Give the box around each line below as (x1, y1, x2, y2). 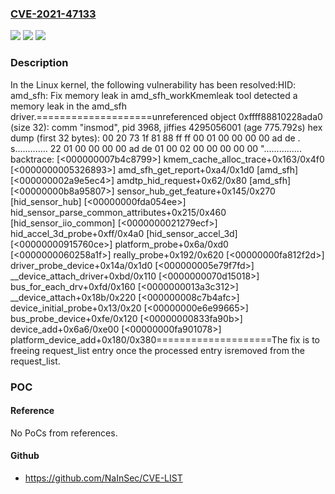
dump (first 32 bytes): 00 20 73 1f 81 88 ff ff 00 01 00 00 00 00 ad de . (10, 132, 301, 144)
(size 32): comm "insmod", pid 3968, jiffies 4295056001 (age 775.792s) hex (10, 121, 323, 133)
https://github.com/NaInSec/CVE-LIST (24, 472, 183, 484)
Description (10, 56, 69, 70)
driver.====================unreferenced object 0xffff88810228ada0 (10, 110, 323, 122)
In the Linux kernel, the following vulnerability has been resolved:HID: (10, 78, 297, 91)
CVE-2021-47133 (10, 7, 97, 21)
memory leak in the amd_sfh (10, 100, 128, 112)
